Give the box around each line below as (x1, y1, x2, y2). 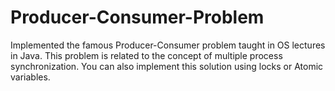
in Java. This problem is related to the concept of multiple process (10, 49, 283, 61)
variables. (10, 71, 51, 83)
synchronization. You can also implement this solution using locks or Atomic (10, 60, 324, 72)
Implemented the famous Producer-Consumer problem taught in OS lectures (10, 39, 326, 51)
